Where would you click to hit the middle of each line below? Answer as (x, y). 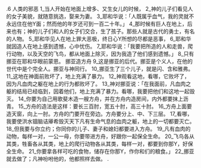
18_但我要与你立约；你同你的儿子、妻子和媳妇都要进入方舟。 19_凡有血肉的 (98, 129)
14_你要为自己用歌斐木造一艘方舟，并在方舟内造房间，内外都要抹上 (100, 99)
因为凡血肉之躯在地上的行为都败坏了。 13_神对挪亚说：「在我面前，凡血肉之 (99, 84)
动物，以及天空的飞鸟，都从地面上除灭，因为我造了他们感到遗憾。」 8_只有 (103, 54)
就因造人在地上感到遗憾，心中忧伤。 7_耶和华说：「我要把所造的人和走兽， (97, 46)
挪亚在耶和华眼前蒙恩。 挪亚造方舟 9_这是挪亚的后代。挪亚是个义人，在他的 (100, 61)
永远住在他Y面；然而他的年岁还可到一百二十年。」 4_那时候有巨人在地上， (97, 24)
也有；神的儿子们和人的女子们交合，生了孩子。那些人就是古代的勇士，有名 (103, 31)
